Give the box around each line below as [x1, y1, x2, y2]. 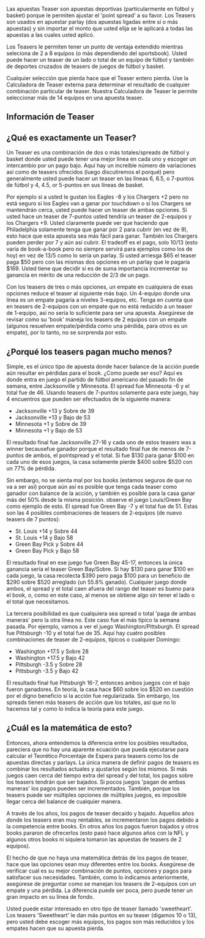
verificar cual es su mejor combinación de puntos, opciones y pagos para [6, 867, 192, 874]
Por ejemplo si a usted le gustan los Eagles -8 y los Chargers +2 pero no [6, 193, 189, 201]
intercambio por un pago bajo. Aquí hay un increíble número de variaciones [6, 162, 196, 169]
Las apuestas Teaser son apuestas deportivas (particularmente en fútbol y [6, 6, 195, 12]
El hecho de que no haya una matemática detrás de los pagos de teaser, [6, 854, 188, 861]
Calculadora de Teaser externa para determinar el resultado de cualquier [6, 81, 190, 88]
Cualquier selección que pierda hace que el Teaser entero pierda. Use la [6, 75, 188, 81]
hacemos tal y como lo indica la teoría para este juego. [6, 705, 144, 713]
